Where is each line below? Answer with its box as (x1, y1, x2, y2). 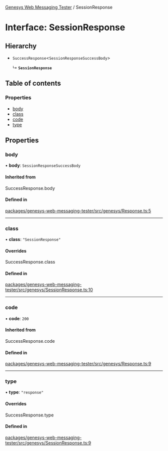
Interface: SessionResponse (5, 22, 125, 33)
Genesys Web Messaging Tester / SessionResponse (5, 5, 113, 10)
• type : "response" (5, 389, 44, 395)
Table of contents (5, 79, 61, 88)
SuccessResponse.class (5, 259, 55, 265)
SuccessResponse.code (5, 338, 55, 344)
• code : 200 (5, 315, 29, 321)
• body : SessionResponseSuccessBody (5, 162, 81, 168)
